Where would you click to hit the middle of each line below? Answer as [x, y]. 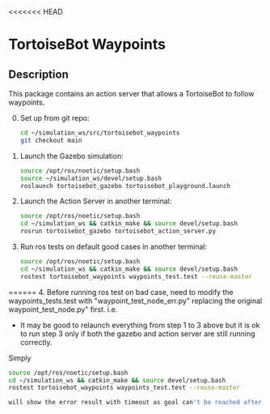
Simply [20, 358]
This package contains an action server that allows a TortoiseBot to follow [131, 94]
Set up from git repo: [55, 118]
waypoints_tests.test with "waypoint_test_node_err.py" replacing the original [135, 301]
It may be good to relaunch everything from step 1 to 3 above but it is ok [140, 325]
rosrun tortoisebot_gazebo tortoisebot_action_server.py [118, 231]
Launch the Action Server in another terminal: [96, 201]
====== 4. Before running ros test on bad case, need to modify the [121, 292]
